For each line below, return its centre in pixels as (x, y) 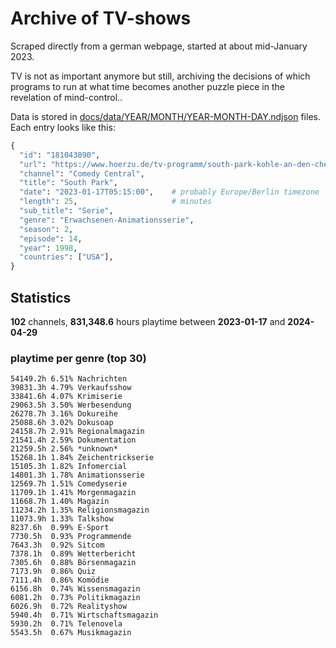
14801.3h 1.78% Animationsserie (77, 475)
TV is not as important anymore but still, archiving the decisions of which (160, 76)
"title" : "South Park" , (68, 183)
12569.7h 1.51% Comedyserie (69, 484)
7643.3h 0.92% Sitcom (57, 545)
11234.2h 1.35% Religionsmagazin (80, 510)
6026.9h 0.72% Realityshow (69, 607)
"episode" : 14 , (51, 238)
